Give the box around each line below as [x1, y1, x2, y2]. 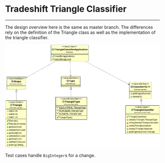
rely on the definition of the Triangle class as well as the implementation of [5, 29, 156, 35]
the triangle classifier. [5, 34, 49, 40]
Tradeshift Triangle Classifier [5, 3, 127, 15]
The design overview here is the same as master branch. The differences [5, 24, 153, 30]
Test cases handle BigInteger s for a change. [5, 153, 96, 159]
